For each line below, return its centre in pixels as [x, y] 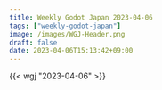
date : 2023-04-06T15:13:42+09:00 [71, 51]
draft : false [33, 42]
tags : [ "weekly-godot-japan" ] [65, 26]
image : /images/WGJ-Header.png [67, 34]
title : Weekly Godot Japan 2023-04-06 [81, 17]
